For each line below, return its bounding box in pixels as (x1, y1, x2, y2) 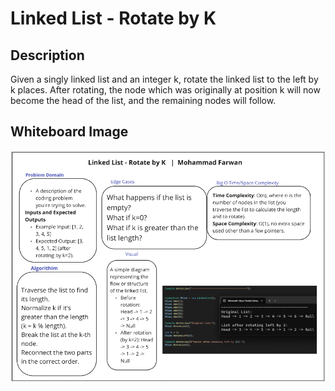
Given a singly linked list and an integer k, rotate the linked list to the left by (10, 73, 319, 85)
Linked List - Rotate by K (10, 7, 217, 30)
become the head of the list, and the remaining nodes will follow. (10, 95, 277, 106)
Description (10, 47, 85, 64)
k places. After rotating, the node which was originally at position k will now (10, 84, 321, 96)
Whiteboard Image (10, 123, 129, 141)
